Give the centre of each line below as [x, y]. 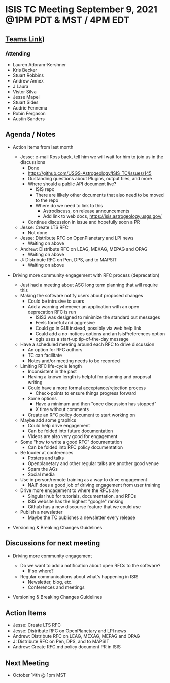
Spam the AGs [43, 469]
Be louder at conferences [47, 452]
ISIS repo [45, 189]
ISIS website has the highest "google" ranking [76, 501]
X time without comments [62, 409]
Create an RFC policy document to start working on [81, 415]
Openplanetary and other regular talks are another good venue [93, 463]
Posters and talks [46, 458]
